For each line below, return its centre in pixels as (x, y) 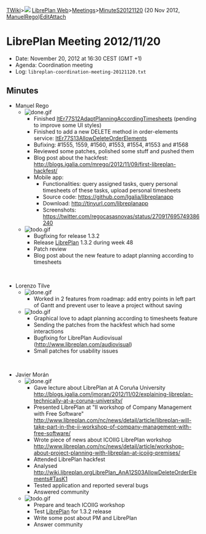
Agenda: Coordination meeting (54, 65)
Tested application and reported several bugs (91, 485)
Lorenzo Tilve (32, 286)
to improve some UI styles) (67, 125)
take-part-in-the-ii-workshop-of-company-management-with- (113, 427)
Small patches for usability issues (76, 351)
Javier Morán (32, 375)
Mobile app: (48, 177)
